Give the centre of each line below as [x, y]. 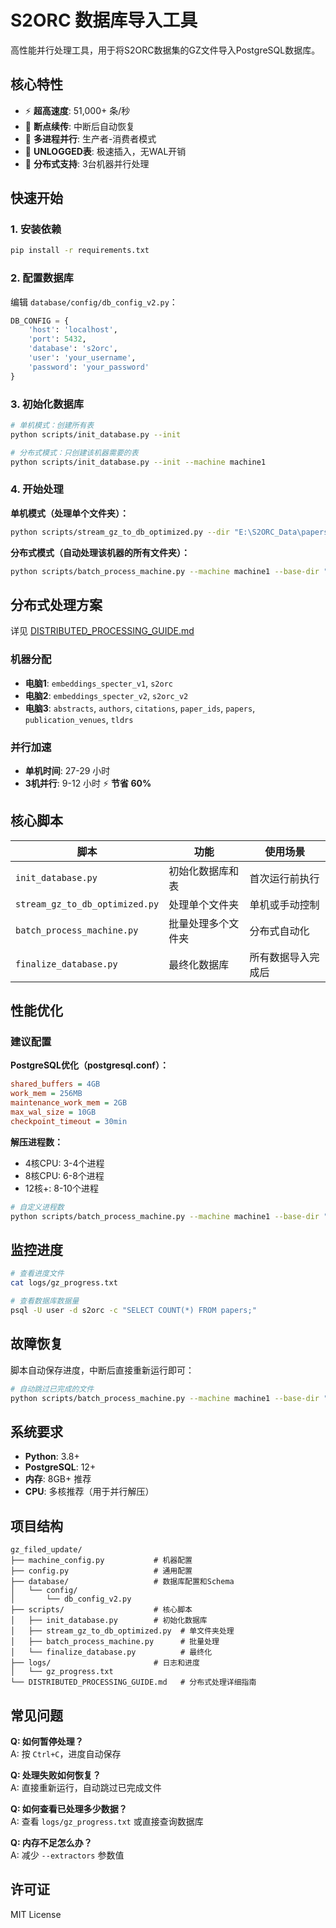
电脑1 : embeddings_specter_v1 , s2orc [98, 683]
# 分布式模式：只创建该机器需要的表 [74, 452]
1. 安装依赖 [36, 229]
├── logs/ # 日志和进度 [105, 1663]
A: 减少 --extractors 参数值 [67, 1855]
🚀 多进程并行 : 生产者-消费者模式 [90, 138]
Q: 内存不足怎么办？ [51, 1842]
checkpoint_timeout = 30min [69, 1121]
